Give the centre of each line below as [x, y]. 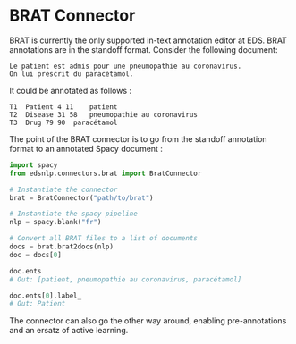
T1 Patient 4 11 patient [63, 107]
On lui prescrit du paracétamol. [72, 74]
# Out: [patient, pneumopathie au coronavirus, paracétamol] [126, 279]
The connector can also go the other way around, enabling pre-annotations [148, 321]
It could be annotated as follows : [71, 90]
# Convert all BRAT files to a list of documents [104, 239]
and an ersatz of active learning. [69, 331]
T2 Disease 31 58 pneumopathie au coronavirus [104, 114]
